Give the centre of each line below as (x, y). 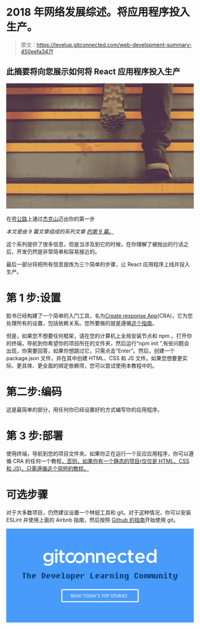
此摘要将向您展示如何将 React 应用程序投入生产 (93, 72)
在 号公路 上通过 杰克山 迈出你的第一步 (51, 219)
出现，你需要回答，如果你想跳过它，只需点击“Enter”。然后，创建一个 (91, 351)
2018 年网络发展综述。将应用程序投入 (98, 12)
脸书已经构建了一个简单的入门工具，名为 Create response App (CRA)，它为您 (100, 315)
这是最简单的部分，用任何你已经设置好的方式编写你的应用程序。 (84, 410)
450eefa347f (37, 51)
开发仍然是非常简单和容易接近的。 (58, 252)
